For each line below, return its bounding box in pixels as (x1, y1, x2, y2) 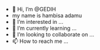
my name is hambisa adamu (12, 12, 82, 19)
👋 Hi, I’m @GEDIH (12, 6, 56, 12)
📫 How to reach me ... (12, 37, 68, 45)
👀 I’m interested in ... (12, 18, 64, 25)
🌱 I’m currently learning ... (12, 24, 77, 32)
